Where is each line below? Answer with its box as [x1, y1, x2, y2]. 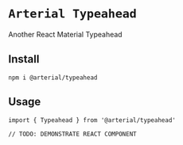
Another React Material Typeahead [8, 29, 123, 39]
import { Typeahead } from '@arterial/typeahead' [8, 116, 177, 124]
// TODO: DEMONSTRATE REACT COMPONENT [8, 130, 137, 138]
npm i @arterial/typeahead [8, 74, 98, 82]
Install [8, 52, 40, 66]
